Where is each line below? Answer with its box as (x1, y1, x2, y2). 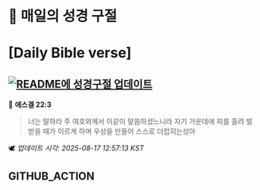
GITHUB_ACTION (8, 169, 95, 183)
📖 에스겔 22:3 (8, 100, 52, 109)
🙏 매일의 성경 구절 (8, 7, 118, 25)
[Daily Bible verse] (8, 44, 132, 62)
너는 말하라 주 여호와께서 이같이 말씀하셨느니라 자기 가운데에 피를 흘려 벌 (27, 116, 253, 127)
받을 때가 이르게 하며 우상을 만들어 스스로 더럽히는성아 (27, 127, 196, 136)
